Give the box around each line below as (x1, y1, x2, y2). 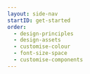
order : (7, 23, 27, 30)
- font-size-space (13, 50, 68, 57)
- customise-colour (13, 43, 71, 50)
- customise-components (13, 56, 83, 63)
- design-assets (13, 37, 61, 44)
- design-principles (13, 30, 74, 37)
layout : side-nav (7, 10, 58, 18)
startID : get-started (7, 17, 71, 24)
